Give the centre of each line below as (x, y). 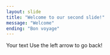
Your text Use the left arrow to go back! (54, 45)
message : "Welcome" (30, 23)
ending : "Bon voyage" (33, 28)
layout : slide (24, 12)
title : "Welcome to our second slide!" (56, 17)
